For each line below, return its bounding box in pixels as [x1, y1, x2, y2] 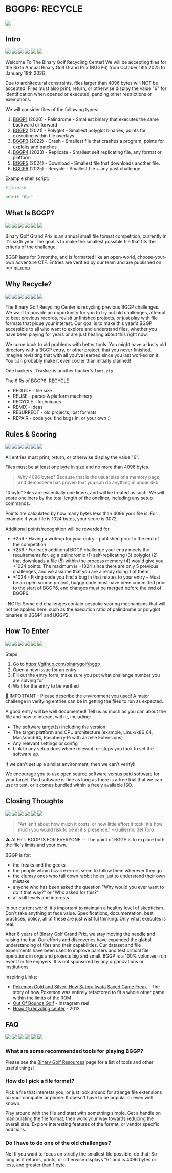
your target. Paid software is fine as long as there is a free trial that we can [5, 776, 162, 782]
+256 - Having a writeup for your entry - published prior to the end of [12, 535, 160, 542]
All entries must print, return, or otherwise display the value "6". [5, 454, 140, 460]
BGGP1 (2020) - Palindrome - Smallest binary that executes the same [12, 116, 159, 122]
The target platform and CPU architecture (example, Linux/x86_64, [12, 729, 153, 735]
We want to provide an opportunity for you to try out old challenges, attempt [5, 310, 166, 316]
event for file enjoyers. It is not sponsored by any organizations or [5, 958, 144, 964]
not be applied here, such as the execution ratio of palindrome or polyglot [5, 606, 160, 612]
